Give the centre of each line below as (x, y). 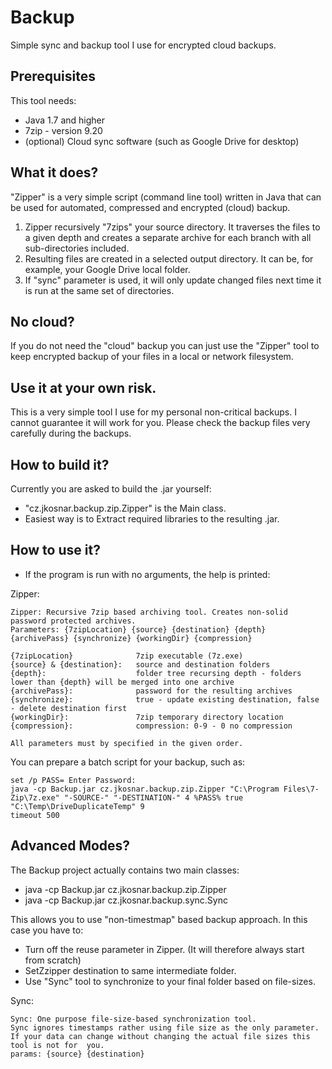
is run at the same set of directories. (99, 290)
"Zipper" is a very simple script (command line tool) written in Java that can (166, 197)
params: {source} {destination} (77, 1054)
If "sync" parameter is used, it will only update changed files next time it (173, 280)
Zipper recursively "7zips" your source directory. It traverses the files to (172, 227)
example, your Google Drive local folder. (107, 269)
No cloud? (42, 321)
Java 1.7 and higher (65, 120)
